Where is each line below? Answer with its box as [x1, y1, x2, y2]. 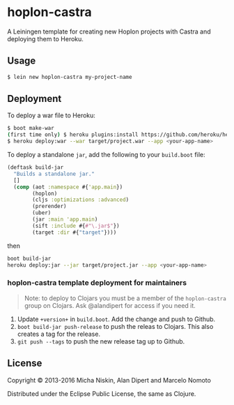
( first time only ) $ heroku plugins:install [7, 131, 139, 138]
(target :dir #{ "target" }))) [32, 228, 117, 236]
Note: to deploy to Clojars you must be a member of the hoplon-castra [24, 294, 226, 302]
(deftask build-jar [7, 164, 64, 171]
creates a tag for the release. [17, 330, 101, 338]
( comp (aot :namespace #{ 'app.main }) [13, 183, 123, 191]
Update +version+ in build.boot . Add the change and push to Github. [17, 315, 216, 323]
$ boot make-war [7, 125, 54, 132]
